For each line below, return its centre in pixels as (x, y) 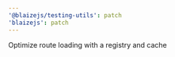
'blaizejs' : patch (38, 23)
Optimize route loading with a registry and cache (88, 45)
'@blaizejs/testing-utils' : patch (65, 15)
